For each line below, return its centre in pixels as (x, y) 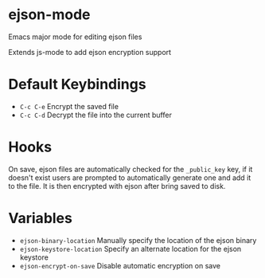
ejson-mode (49, 15)
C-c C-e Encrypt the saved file (69, 106)
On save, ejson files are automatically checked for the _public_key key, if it (131, 169)
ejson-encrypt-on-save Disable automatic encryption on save (120, 265)
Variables (41, 218)
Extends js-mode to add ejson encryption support (90, 52)
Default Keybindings (77, 84)
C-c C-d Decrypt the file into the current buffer (96, 115)
